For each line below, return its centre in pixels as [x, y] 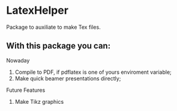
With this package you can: [58, 46]
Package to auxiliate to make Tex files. [53, 27]
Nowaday [18, 60]
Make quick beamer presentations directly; [68, 78]
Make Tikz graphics [39, 101]
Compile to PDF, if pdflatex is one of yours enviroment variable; [93, 72]
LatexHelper [37, 10]
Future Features [26, 90]
